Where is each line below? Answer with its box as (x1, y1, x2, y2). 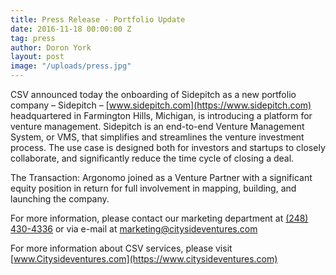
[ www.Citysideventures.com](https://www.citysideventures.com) (10, 253, 278, 265)
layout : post (10, 52, 65, 62)
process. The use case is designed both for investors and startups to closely (10, 142, 326, 153)
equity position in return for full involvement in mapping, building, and (10, 182, 297, 194)
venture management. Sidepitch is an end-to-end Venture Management (10, 121, 305, 132)
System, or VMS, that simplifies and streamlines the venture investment (10, 131, 305, 143)
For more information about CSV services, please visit (10, 242, 233, 254)
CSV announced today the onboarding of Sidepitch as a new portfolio (10, 89, 297, 100)
